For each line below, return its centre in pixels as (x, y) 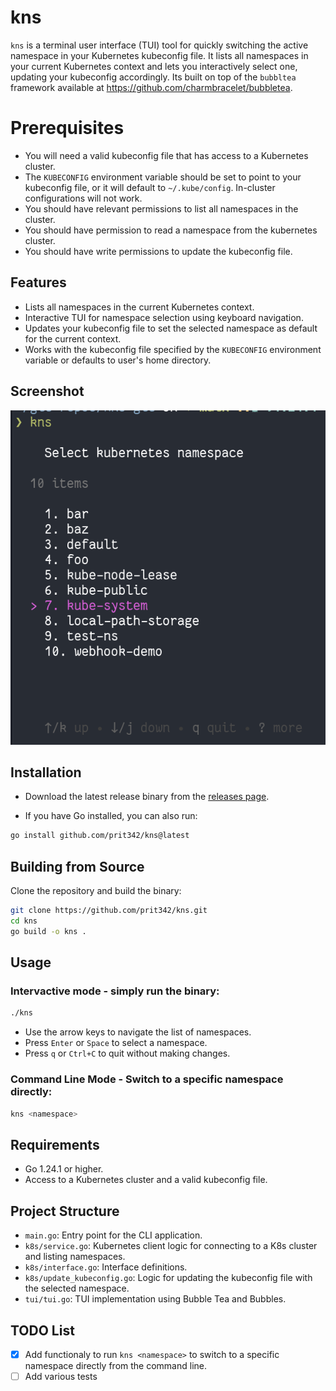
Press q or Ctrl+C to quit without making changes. (127, 1053)
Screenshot (47, 391)
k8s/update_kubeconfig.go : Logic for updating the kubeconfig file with (168, 1278)
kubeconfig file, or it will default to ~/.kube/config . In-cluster (150, 187)
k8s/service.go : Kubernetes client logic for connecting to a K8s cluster (171, 1246)
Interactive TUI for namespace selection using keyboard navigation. (164, 317)
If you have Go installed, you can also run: (111, 816)
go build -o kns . (48, 931)
